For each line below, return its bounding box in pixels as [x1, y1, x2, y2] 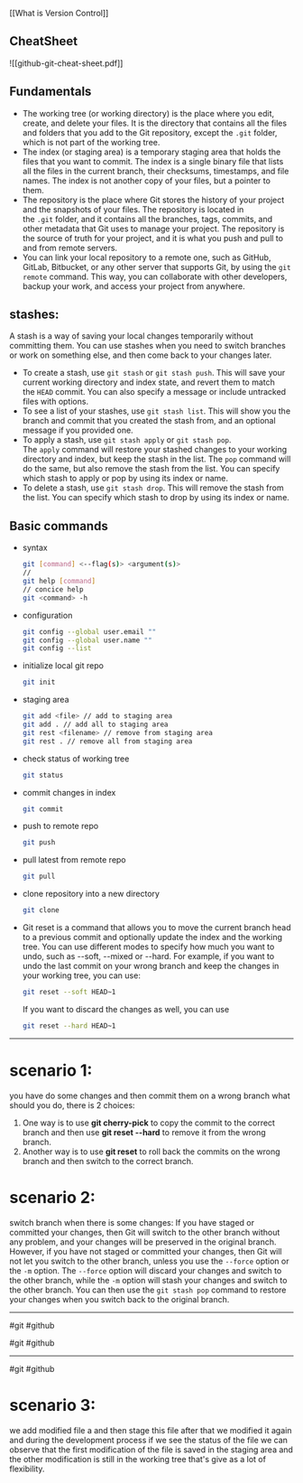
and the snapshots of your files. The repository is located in [22, 203, 244, 215]
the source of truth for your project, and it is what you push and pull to [22, 232, 284, 243]
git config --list [22, 644, 92, 653]
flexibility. [9, 1463, 45, 1474]
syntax [22, 542, 48, 554]
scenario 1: [9, 1060, 93, 1080]
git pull [22, 872, 56, 881]
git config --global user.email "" [22, 627, 157, 636]
